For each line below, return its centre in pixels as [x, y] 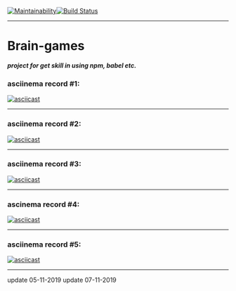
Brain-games [46, 46]
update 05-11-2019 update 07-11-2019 [62, 280]
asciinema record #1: [44, 83]
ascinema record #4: [44, 204]
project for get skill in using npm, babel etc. [72, 65]
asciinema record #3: [45, 164]
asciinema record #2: [44, 124]
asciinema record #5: [44, 244]
